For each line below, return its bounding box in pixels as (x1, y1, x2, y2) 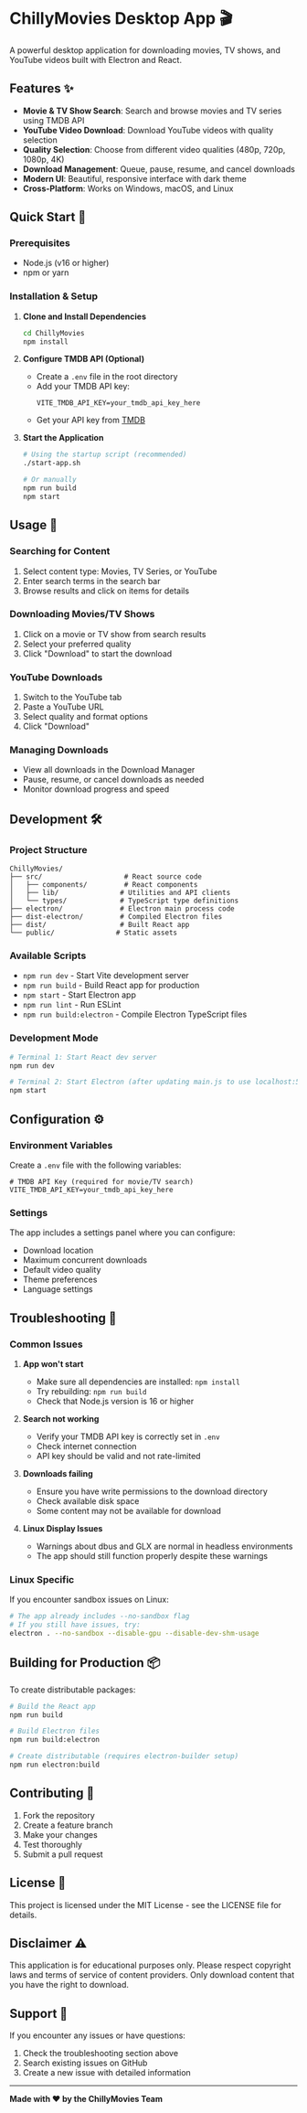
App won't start (22, 1358, 84, 1369)
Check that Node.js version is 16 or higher (36, 1395, 195, 1406)
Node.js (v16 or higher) (22, 258, 110, 269)
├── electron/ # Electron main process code (9, 904, 235, 913)
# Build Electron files (9, 1726, 101, 1736)
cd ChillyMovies (22, 328, 85, 337)
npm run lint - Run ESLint (22, 999, 122, 1010)
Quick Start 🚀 (9, 209, 87, 225)
